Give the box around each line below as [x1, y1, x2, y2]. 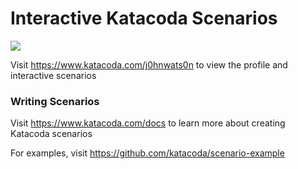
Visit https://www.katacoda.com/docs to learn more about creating [10, 117, 286, 129]
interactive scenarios [10, 69, 97, 81]
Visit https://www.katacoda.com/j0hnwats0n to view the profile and [10, 58, 288, 71]
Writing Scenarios [10, 94, 100, 108]
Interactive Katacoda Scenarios [10, 7, 278, 30]
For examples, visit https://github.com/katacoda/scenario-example [10, 147, 285, 159]
